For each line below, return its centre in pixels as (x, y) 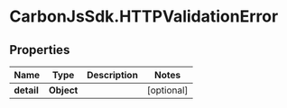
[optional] (167, 90)
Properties (40, 50)
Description (112, 75)
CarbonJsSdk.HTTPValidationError (144, 17)
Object (63, 90)
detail (26, 90)
